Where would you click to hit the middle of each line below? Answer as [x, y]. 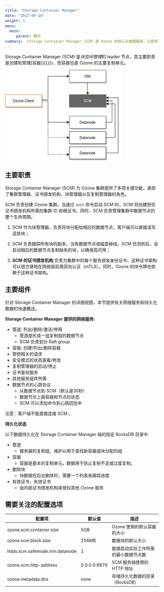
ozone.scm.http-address [32, 565]
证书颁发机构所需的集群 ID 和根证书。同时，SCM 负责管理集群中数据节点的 [80, 211]
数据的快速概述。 [22, 308]
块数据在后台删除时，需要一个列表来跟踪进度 [64, 475]
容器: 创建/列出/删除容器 [36, 348]
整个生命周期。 [20, 216]
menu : [10, 26]
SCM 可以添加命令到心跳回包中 [51, 403]
